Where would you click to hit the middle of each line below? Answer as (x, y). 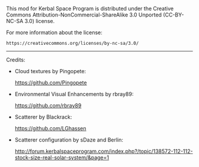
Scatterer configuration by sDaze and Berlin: (69, 140)
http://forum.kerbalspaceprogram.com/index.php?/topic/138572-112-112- (104, 151)
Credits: (16, 60)
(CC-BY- (173, 15)
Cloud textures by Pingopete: (50, 71)
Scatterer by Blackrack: (43, 117)
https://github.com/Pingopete (51, 83)
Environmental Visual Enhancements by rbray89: (74, 94)
